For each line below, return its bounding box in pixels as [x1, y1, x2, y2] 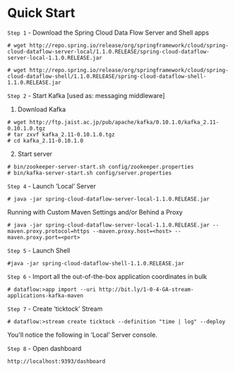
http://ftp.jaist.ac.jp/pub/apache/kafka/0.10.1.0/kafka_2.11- [29, 119, 219, 126]
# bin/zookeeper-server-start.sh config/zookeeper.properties [7, 163, 194, 170]
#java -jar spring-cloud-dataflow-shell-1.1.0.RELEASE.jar [7, 260, 185, 267]
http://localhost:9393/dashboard [7, 358, 106, 365]
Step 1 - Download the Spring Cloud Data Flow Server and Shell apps [7, 28, 210, 37]
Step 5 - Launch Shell [7, 246, 71, 255]
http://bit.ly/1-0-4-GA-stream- [98, 286, 194, 293]
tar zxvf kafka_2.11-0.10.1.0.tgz [13, 131, 115, 138]
